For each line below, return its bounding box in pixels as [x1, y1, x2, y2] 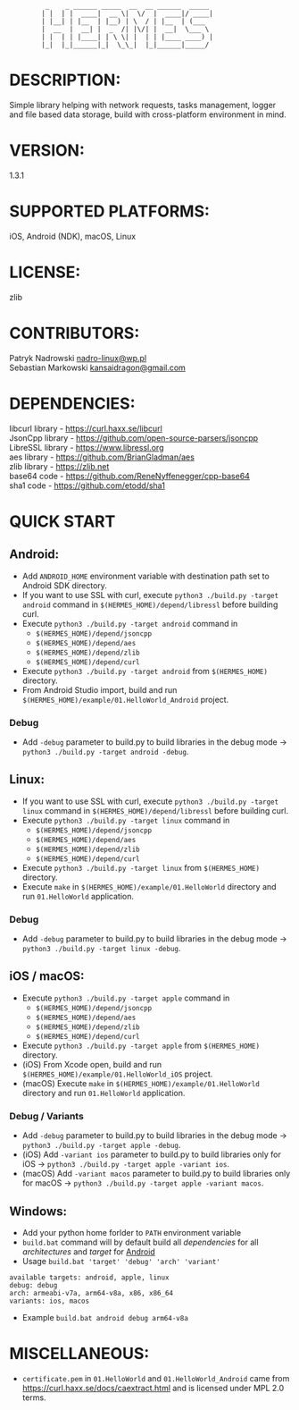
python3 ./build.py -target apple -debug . [21, 1140, 181, 1151]
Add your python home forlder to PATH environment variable [21, 1227, 242, 1237]
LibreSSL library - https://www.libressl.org [9, 442, 164, 452]
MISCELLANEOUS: [9, 1344, 150, 1364]
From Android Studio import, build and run [21, 684, 178, 695]
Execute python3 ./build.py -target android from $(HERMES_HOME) [21, 665, 268, 676]
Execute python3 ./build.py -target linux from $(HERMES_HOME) [21, 862, 261, 873]
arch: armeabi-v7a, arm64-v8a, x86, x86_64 [9, 1288, 174, 1297]
